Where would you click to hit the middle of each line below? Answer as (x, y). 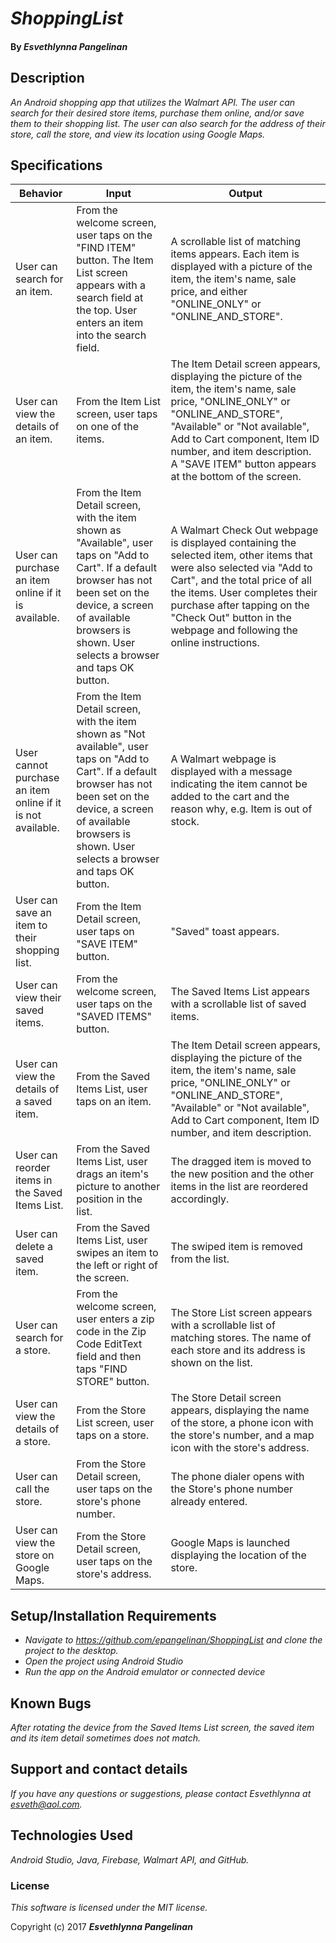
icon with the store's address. (240, 1448)
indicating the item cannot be (239, 784)
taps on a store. (113, 1435)
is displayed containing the (233, 543)
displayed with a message (231, 772)
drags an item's (112, 1174)
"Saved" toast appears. (225, 932)
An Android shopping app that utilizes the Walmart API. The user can (153, 102)
